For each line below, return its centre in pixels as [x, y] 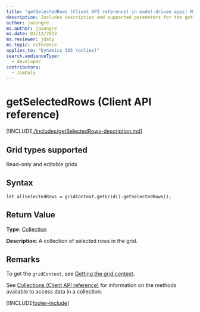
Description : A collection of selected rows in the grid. [72, 241]
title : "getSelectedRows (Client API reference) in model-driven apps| [97, 12]
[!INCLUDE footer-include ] [38, 303]
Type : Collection [26, 229]
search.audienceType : [33, 56]
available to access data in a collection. [54, 292]
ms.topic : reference [32, 45]
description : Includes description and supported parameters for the [94, 17]
